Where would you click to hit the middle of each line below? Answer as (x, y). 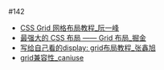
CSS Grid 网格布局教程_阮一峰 (70, 28)
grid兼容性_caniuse (52, 58)
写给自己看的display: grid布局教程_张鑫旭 (88, 48)
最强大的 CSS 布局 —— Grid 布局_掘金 (83, 38)
